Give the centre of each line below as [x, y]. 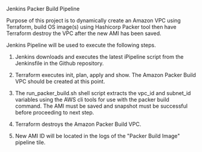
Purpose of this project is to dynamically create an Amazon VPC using [94, 20]
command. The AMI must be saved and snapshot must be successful [101, 106]
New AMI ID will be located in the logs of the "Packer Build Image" [97, 136]
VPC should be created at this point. [60, 81]
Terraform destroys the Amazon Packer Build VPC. [78, 124]
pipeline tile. [30, 142]
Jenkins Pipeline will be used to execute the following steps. [81, 45]
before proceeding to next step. [54, 112]
